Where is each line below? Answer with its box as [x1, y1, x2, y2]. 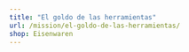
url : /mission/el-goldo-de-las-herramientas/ [9, 21, 180, 30]
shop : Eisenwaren [9, 29, 74, 38]
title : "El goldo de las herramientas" [9, 12, 157, 22]
